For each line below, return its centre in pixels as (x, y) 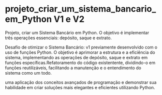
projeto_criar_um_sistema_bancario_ (81, 9)
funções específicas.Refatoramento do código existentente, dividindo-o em (80, 63)
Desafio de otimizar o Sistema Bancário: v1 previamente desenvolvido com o (81, 47)
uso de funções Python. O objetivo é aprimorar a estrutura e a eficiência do (80, 52)
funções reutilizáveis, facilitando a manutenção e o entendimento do (73, 68)
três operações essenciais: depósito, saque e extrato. (59, 38)
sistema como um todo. (29, 73)
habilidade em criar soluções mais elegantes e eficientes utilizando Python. (80, 87)
